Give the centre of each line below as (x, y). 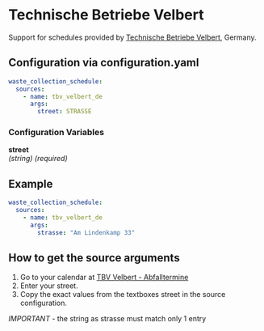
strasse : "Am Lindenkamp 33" (86, 232)
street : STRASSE (65, 112)
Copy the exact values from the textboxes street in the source (123, 295)
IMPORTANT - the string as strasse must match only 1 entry (107, 319)
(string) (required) (38, 159)
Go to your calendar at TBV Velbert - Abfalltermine (104, 278)
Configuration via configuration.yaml (104, 63)
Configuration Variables (57, 133)
